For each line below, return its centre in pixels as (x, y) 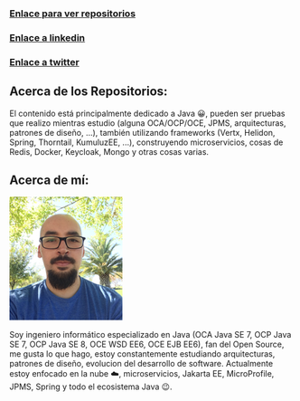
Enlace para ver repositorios (73, 14)
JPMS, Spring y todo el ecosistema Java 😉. (91, 387)
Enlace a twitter (44, 62)
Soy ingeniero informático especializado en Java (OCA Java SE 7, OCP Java (150, 335)
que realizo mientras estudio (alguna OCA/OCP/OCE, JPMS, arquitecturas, (148, 123)
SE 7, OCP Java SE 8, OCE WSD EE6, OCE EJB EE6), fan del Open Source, (147, 344)
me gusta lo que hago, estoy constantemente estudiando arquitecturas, (142, 354)
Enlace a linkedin (47, 37)
